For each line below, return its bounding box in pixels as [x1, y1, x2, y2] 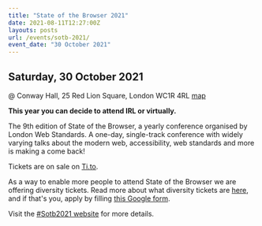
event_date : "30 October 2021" [8, 41, 111, 49]
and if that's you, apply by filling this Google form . [8, 194, 170, 203]
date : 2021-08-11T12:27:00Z [8, 19, 101, 27]
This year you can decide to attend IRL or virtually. [8, 106, 177, 115]
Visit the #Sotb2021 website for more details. [8, 209, 155, 218]
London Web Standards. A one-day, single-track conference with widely [8, 129, 243, 139]
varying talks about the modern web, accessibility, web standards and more [8, 138, 255, 147]
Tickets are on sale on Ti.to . [8, 161, 99, 171]
